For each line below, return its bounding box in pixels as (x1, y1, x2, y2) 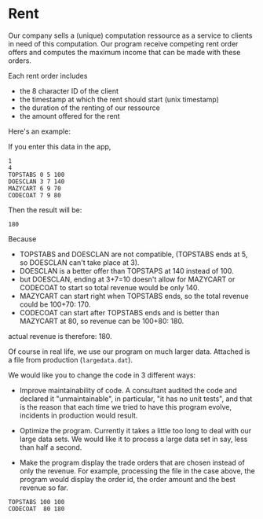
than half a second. (19, 442, 82, 452)
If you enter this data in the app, (8, 142, 111, 151)
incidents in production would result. (19, 410, 138, 420)
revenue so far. (19, 483, 69, 492)
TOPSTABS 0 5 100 (8, 171, 65, 179)
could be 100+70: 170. (19, 300, 91, 309)
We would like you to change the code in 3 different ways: (8, 370, 196, 380)
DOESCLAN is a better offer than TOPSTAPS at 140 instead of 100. (19, 266, 234, 275)
